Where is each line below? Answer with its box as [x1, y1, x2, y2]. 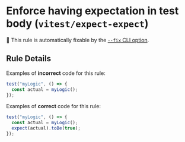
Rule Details [6, 53, 52, 64]
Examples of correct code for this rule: [6, 103, 101, 110]
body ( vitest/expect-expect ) [6, 17, 149, 30]
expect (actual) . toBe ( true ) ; [11, 125, 81, 131]
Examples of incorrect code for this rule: [6, 70, 106, 77]
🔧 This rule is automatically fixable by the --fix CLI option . [6, 36, 149, 43]
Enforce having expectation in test [6, 4, 179, 18]
